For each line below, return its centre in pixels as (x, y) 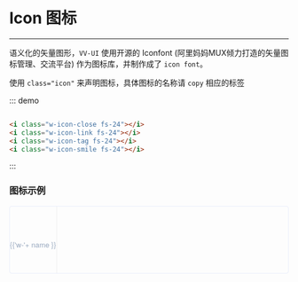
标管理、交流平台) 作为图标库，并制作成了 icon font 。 (109, 64)
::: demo (24, 100)
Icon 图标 (43, 18)
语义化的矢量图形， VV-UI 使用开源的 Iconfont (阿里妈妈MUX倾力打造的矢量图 (149, 52)
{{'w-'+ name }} (33, 245)
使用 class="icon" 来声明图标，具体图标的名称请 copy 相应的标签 (127, 82)
